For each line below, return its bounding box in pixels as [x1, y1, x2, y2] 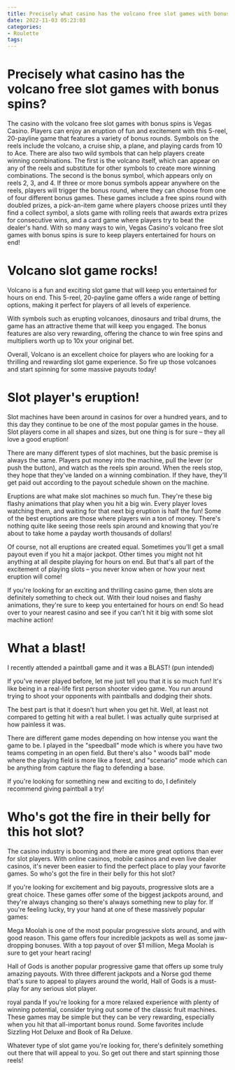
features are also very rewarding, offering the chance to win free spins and [7, 330, 223, 337]
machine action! [7, 615, 54, 624]
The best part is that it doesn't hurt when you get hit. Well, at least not [7, 705, 208, 714]
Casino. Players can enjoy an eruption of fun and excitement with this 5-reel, [7, 127, 228, 135]
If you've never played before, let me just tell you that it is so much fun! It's [7, 677, 222, 685]
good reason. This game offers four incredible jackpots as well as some [7, 934, 213, 942]
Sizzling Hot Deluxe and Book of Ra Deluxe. [7, 1027, 133, 1036]
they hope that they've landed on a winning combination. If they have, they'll [7, 470, 227, 479]
